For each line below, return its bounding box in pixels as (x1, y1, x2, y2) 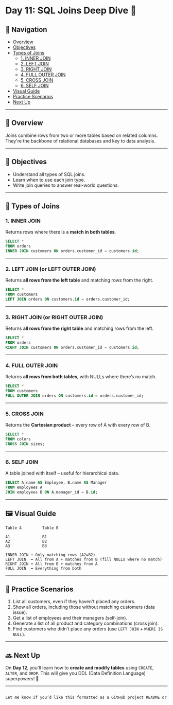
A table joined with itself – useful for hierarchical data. (5, 470, 119, 476)
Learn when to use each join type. (12, 177, 85, 183)
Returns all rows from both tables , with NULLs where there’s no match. (5, 374, 157, 380)
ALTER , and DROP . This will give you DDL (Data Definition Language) (5, 670, 146, 676)
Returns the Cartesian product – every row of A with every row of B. (5, 422, 151, 428)
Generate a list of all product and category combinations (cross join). (12, 620, 159, 627)
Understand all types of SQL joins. (12, 171, 86, 177)
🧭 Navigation (5, 25, 47, 34)
